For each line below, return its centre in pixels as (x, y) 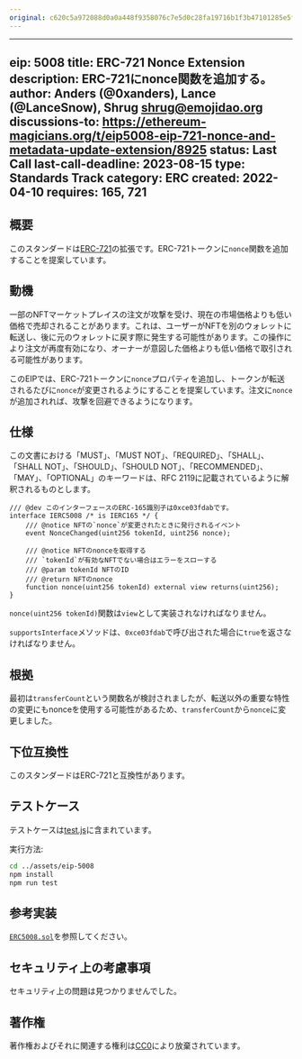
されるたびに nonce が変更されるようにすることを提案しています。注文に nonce (151, 389)
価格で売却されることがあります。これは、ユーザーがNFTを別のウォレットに (151, 325)
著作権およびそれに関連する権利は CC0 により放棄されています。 (127, 1045)
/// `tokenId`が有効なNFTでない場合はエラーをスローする (121, 561)
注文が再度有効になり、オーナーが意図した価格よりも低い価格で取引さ (155, 348)
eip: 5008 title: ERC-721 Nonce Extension (127, 63)
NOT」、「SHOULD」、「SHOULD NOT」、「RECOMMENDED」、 (156, 467)
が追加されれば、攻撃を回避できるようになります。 (103, 401)
